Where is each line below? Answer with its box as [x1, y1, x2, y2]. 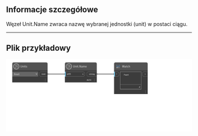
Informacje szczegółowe [6, 5, 98, 15]
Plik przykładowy [6, 43, 71, 53]
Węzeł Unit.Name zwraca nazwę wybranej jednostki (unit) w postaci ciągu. [6, 20, 187, 27]
